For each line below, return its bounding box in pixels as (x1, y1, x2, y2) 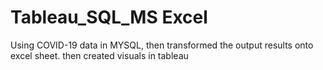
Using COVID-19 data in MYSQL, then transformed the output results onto (10, 39, 314, 51)
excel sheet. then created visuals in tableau (10, 49, 189, 61)
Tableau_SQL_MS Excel (10, 6, 208, 29)
